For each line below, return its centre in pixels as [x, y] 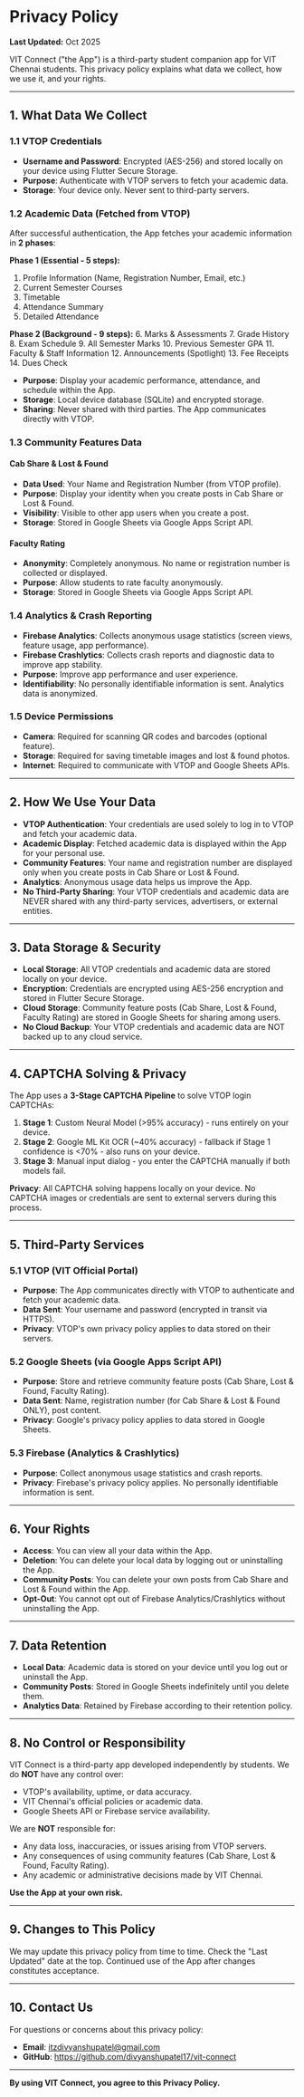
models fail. [44, 1171]
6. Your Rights [50, 1529]
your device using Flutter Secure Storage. [100, 170]
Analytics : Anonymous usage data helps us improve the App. [137, 881]
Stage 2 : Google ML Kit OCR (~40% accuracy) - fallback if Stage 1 [147, 1142]
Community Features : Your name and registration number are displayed [157, 862]
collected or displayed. [65, 573]
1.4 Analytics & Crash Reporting [81, 616]
